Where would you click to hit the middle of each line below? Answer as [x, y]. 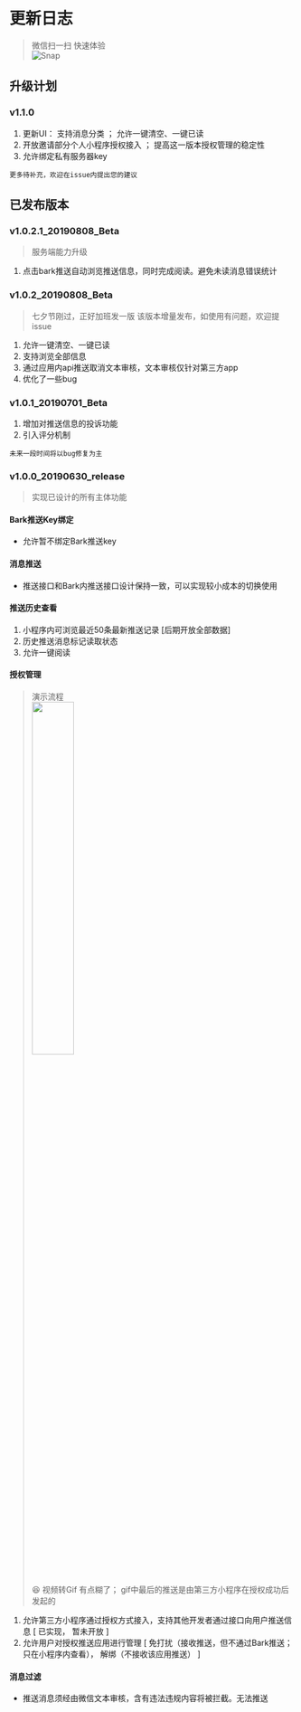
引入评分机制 [46, 434]
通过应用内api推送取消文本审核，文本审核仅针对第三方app [130, 367]
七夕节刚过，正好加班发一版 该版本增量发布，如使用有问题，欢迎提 [155, 316]
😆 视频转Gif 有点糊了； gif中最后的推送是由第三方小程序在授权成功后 [160, 1590]
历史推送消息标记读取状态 [70, 641]
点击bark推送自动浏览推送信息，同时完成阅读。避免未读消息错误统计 [150, 271]
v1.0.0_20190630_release [67, 476]
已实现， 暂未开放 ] [73, 1632]
